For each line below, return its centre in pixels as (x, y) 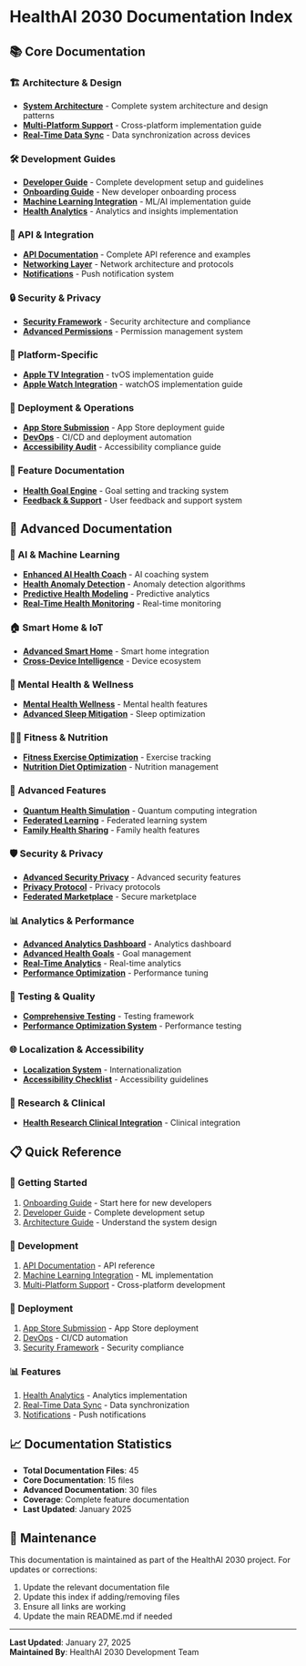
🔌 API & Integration (52, 235)
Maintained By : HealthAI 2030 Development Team (104, 1652)
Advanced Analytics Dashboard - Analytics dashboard (127, 944)
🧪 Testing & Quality (52, 997)
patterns (38, 115)
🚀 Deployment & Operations (72, 407)
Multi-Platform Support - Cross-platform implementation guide (142, 125)
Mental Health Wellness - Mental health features (115, 704)
